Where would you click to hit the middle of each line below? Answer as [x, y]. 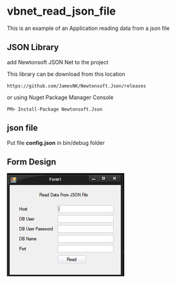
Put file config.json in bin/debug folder [56, 142]
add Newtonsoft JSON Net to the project [58, 62]
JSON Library [33, 47]
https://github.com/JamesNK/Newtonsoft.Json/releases [77, 86]
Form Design [32, 162]
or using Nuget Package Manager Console [60, 97]
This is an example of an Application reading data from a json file [88, 28]
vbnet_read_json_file [62, 11]
